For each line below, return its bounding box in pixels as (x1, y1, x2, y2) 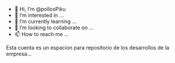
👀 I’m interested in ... (14, 12, 64, 19)
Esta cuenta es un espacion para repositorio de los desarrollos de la (6, 44, 170, 51)
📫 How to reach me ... (14, 31, 69, 37)
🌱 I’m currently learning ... (14, 18, 77, 24)
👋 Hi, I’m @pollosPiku (14, 6, 66, 12)
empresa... (6, 50, 32, 57)
